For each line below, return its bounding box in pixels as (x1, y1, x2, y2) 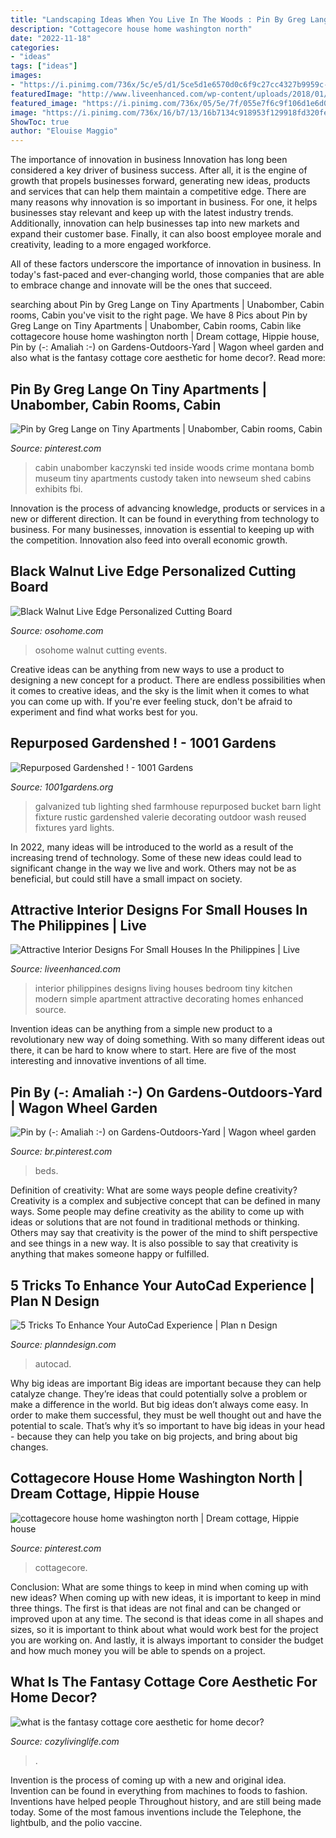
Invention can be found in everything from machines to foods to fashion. (10, 1784, 308, 1796)
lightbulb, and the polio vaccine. (10, 1816, 143, 1828)
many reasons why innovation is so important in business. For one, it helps (10, 196, 318, 208)
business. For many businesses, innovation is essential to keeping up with (10, 523, 315, 535)
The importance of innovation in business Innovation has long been (10, 154, 288, 166)
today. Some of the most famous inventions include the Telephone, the (10, 1806, 302, 1818)
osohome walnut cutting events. (34, 644, 168, 656)
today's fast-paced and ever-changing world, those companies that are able (10, 269, 325, 281)
